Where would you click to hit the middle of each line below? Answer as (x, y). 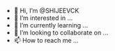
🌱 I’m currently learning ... (51, 25)
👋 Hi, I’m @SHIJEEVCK (46, 11)
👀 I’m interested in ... (43, 18)
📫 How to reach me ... (46, 40)
